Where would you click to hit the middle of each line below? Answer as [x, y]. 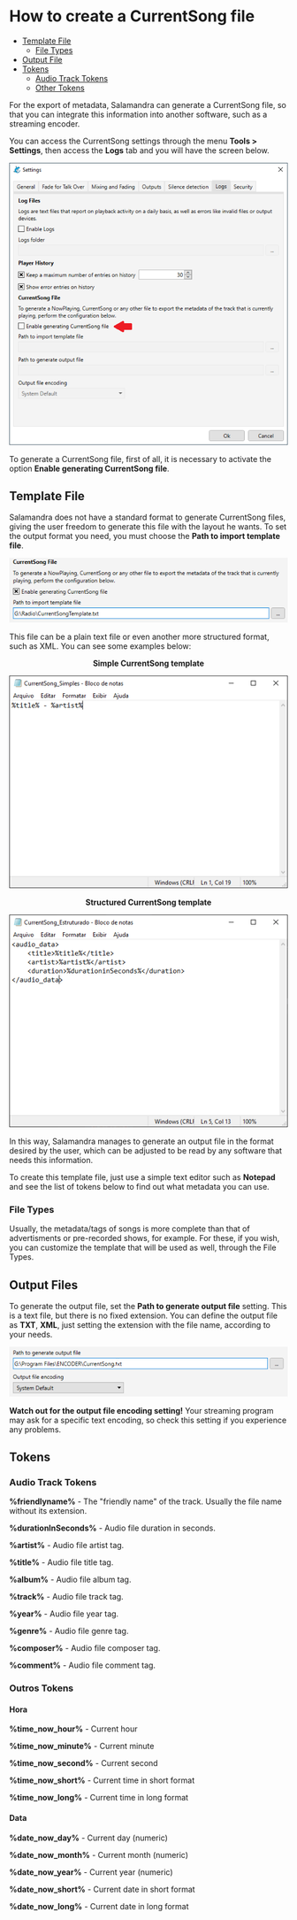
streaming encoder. [45, 123]
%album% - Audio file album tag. [70, 1580]
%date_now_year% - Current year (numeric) [91, 1872]
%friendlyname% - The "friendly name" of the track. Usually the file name [146, 1501]
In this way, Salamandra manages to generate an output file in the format [141, 1141]
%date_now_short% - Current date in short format [103, 1889]
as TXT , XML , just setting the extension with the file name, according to [140, 1325]
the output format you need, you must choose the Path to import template [145, 536]
